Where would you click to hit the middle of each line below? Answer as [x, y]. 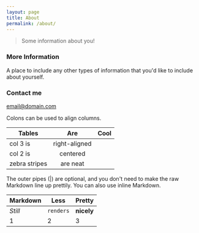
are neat [72, 164]
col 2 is [20, 153]
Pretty [84, 200]
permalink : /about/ [31, 23]
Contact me [24, 93]
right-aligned [72, 143]
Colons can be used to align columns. [54, 118]
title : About [23, 18]
